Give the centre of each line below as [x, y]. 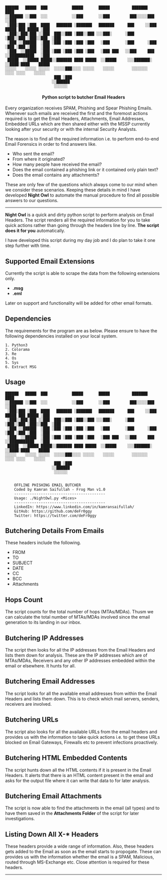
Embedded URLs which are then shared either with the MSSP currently [78, 124]
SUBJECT [23, 563]
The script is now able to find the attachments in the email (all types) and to [83, 808]
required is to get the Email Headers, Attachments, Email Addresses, [75, 119]
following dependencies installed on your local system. [61, 336]
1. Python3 [16, 345]
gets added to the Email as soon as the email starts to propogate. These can [83, 852]
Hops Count [24, 600]
